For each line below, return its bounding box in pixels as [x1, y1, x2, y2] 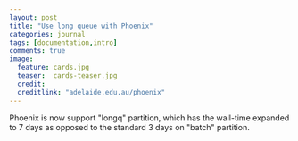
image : [9, 54, 34, 63]
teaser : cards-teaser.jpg [17, 71, 118, 80]
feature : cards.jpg [17, 63, 90, 72]
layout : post [9, 12, 58, 22]
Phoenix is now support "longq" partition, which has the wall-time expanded [9, 112, 290, 123]
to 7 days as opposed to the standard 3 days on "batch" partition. [9, 121, 250, 132]
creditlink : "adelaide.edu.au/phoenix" [17, 87, 166, 96]
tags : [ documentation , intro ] [9, 37, 118, 47]
